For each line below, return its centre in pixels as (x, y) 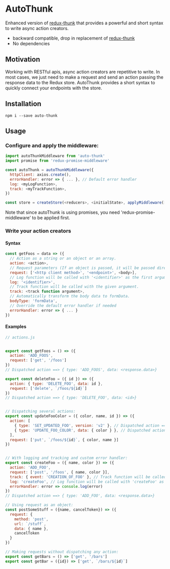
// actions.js (20, 337)
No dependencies (31, 43)
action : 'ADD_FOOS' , (31, 356)
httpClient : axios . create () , (40, 175)
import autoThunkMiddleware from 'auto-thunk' (55, 156)
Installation (23, 104)
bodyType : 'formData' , (34, 301)
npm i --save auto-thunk (31, 115)
